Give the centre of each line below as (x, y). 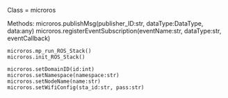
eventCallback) (29, 38)
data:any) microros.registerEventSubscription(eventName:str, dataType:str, (114, 31)
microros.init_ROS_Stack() (46, 57)
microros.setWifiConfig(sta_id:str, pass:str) (76, 88)
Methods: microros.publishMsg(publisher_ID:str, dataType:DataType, (105, 23)
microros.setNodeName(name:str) (54, 81)
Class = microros (32, 10)
